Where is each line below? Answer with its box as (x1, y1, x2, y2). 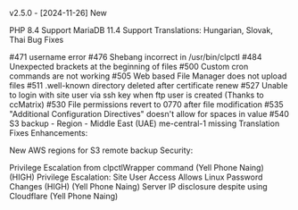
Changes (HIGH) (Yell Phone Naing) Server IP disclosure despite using (9, 181, 268, 191)
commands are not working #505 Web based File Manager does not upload (9, 71, 287, 81)
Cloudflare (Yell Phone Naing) (9, 191, 119, 201)
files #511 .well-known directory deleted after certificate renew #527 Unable (9, 80, 288, 90)
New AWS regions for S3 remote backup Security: (9, 145, 194, 155)
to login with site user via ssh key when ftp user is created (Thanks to (9, 89, 265, 100)
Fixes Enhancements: (9, 128, 88, 138)
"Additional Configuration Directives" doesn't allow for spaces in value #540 (9, 109, 290, 119)
